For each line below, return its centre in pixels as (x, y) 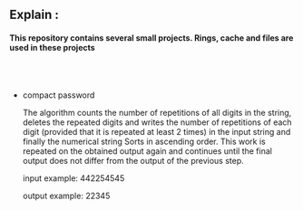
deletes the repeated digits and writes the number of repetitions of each (157, 122)
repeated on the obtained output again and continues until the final (147, 151)
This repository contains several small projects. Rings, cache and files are (151, 38)
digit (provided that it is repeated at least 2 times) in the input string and (156, 131)
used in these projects (52, 47)
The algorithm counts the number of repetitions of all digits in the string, (157, 112)
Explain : (34, 15)
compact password (59, 95)
